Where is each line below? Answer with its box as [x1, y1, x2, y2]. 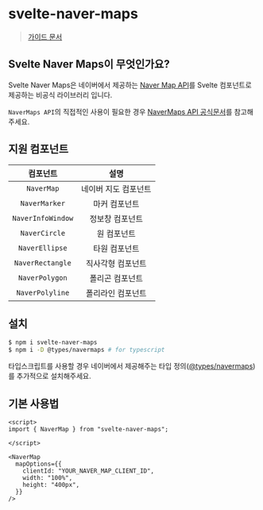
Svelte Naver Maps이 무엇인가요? [8, 57, 170, 71]
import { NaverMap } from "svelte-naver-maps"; [8, 425, 169, 433]
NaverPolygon [18, 273, 68, 282]
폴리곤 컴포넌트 [89, 272, 143, 284]
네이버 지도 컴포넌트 [80, 184, 152, 195]
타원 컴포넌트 [92, 243, 140, 254]
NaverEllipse [18, 243, 68, 253]
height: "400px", [22, 481, 80, 489]
